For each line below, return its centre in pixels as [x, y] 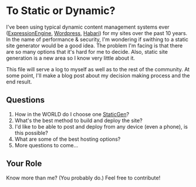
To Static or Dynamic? [61, 11]
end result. [19, 82]
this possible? [31, 133]
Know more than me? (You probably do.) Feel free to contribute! [83, 178]
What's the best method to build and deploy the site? [78, 120]
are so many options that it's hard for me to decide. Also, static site [87, 51]
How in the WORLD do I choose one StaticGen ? [72, 114]
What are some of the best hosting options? [67, 139]
